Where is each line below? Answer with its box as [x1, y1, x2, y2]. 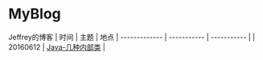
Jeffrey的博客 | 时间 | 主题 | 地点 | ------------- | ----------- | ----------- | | [8, 32, 256, 42]
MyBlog [8, 5, 62, 23]
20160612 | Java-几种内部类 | [8, 42, 106, 52]
